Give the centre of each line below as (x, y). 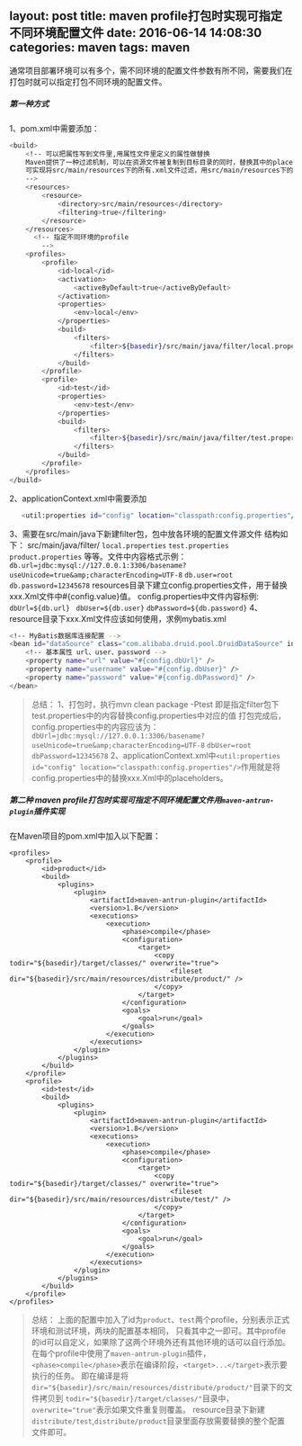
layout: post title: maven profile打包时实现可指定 (146, 16)
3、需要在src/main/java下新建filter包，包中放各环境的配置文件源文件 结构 (145, 534)
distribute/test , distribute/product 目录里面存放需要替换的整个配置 (158, 1421)
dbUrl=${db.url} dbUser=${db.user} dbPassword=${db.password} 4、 (136, 607)
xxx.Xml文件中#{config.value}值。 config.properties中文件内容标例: (134, 596)
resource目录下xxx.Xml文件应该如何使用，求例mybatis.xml (118, 618)
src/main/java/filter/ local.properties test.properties (128, 545)
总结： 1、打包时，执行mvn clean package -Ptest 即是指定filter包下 (155, 704)
